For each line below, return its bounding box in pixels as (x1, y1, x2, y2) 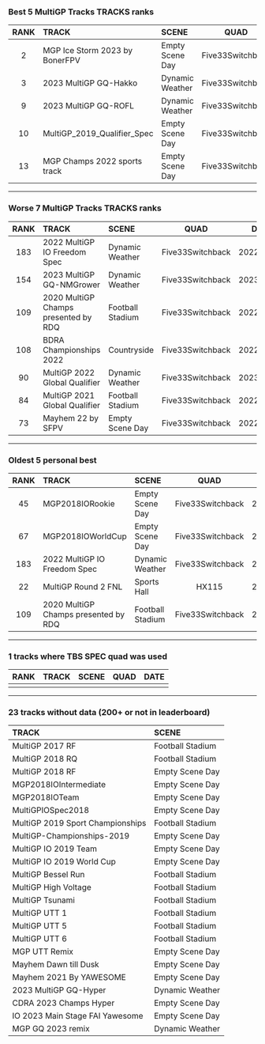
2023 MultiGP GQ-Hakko (43, 78, 138, 89)
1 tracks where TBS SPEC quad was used (8, 651, 168, 662)
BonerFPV (43, 55, 80, 66)
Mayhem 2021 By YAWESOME (12, 972, 126, 983)
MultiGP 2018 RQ (12, 754, 77, 765)
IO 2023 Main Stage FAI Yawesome (12, 1011, 144, 1022)
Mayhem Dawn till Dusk (12, 959, 100, 970)
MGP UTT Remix (12, 946, 73, 957)
